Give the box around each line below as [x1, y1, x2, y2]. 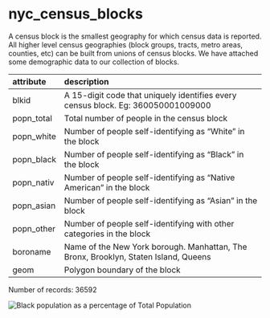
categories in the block [63, 228, 151, 239]
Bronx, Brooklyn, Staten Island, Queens [63, 251, 211, 262]
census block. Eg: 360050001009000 [63, 100, 211, 111]
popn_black [12, 153, 57, 165]
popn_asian [12, 200, 56, 211]
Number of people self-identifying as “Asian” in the [63, 194, 258, 206]
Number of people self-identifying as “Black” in [63, 149, 244, 160]
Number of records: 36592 [8, 284, 97, 294]
